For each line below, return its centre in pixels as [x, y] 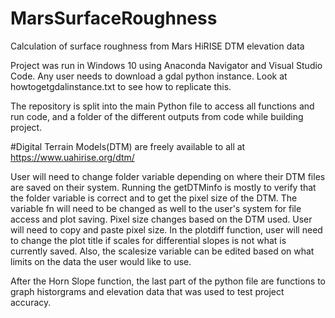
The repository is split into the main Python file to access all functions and [162, 106]
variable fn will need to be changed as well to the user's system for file [156, 208]
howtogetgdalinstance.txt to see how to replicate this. [121, 86]
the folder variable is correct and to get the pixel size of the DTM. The [154, 198]
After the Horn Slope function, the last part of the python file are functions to [168, 281]
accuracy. [31, 302]
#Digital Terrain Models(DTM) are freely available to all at [128, 146]
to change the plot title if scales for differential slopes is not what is [148, 240]
